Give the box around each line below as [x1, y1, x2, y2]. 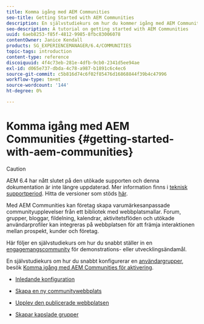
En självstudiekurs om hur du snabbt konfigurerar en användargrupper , [6, 257, 184, 265]
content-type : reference [6, 54, 69, 60]
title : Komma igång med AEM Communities [6, 8, 110, 15]
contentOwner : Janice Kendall [6, 37, 83, 43]
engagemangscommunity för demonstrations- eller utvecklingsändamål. [6, 245, 187, 252]
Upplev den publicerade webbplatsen [15, 299, 109, 306]
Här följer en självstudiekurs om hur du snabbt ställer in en [6, 239, 153, 246]
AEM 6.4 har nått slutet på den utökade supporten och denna [6, 177, 160, 184]
